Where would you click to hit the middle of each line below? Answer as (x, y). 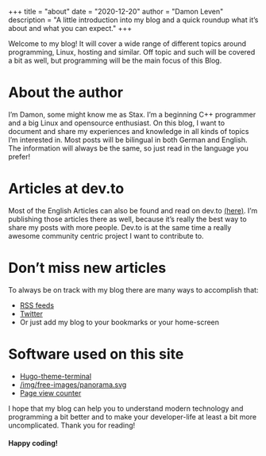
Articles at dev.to (66, 189)
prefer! (19, 156)
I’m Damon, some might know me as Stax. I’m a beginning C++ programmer (132, 114)
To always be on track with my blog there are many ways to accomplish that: (133, 289)
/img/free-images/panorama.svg (73, 385)
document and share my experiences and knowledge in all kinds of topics (129, 131)
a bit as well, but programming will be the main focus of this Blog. (115, 60)
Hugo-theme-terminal (56, 376)
